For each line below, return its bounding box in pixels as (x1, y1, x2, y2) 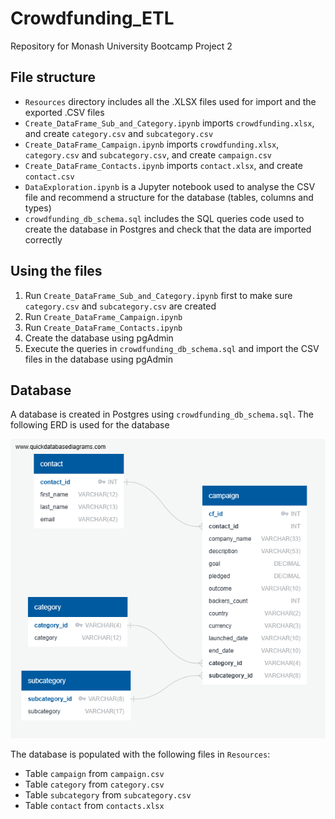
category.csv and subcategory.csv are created (24, 300, 217, 312)
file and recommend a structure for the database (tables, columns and (24, 191, 314, 203)
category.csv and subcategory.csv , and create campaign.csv (24, 148, 272, 161)
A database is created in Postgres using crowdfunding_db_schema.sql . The (10, 408, 314, 421)
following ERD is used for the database (10, 419, 170, 431)
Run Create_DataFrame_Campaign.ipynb (24, 310, 183, 322)
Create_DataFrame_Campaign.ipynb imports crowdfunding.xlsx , (24, 138, 280, 150)
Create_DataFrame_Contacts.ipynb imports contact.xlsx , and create (24, 159, 303, 171)
